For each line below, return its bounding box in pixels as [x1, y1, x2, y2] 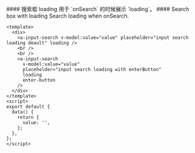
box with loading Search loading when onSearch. [6, 12, 129, 19]
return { [17, 114, 39, 120]
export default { [6, 104, 50, 110]
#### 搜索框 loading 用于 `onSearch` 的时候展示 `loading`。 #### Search [6, 5, 190, 13]
